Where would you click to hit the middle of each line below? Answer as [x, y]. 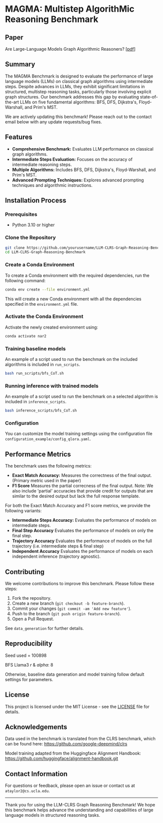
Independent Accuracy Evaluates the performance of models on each [82, 551]
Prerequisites [21, 214]
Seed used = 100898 [26, 655]
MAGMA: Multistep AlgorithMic [70, 9]
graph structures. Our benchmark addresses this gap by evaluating [72, 97]
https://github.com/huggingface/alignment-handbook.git [62, 759]
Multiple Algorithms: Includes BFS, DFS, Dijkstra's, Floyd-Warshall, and [84, 170]
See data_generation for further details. [44, 628]
